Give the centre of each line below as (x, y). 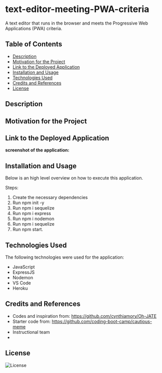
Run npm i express (32, 214)
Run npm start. (28, 230)
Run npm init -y (28, 203)
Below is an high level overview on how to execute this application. (74, 178)
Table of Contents (34, 44)
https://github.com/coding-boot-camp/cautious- (102, 321)
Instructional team (31, 332)
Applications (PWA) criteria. (34, 28)
